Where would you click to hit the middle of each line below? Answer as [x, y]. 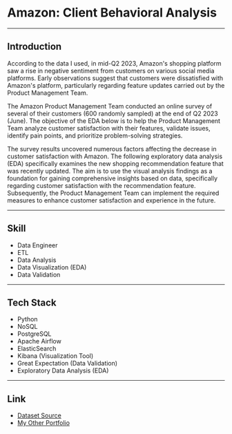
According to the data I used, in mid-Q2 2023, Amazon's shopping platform [115, 63]
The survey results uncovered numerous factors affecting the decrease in [112, 149]
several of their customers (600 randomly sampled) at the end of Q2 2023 [113, 113]
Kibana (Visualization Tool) [55, 356]
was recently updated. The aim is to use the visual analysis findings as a [110, 171]
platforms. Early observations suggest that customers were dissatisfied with [115, 78]
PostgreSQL [34, 334]
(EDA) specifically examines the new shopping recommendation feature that [116, 163]
